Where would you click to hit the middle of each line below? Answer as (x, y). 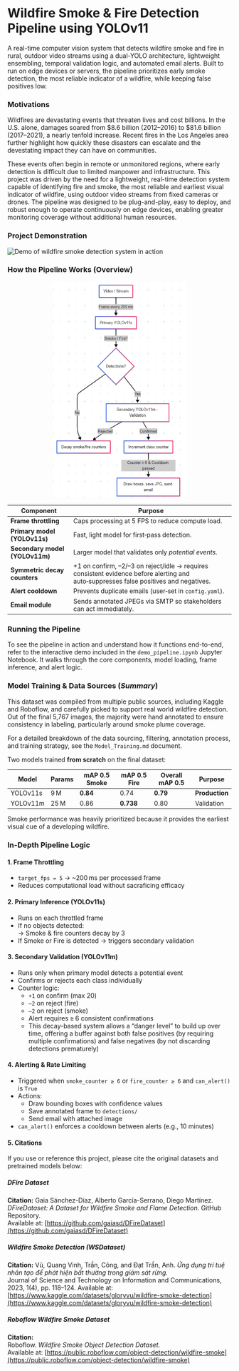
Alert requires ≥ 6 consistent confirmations (91, 1018)
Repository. (24, 1215)
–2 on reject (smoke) (58, 1011)
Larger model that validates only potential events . (145, 552)
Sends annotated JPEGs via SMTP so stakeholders (148, 601)
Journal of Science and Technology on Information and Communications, (115, 1280)
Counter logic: (38, 988)
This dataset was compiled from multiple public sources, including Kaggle (116, 702)
